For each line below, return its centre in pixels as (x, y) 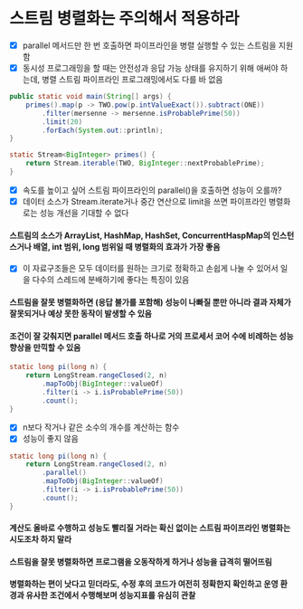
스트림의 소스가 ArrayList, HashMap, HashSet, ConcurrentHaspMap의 (140, 235)
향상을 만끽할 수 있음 (45, 347)
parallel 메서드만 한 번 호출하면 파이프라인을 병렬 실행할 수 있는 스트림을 (149, 45)
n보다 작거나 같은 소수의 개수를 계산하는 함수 (101, 427)
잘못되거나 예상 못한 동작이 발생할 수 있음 (80, 313)
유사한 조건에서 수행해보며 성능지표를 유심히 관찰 (111, 595)
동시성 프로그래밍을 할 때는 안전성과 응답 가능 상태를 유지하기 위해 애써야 (150, 68)
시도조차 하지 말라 (41, 539)
